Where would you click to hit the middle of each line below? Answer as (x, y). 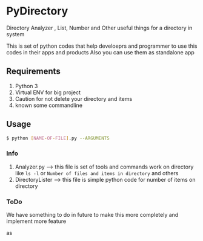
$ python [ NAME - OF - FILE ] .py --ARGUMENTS (58, 138)
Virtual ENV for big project (48, 92)
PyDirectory (37, 11)
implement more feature (36, 221)
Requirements (33, 72)
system (15, 34)
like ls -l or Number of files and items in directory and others (97, 173)
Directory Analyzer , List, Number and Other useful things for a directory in (99, 28)
